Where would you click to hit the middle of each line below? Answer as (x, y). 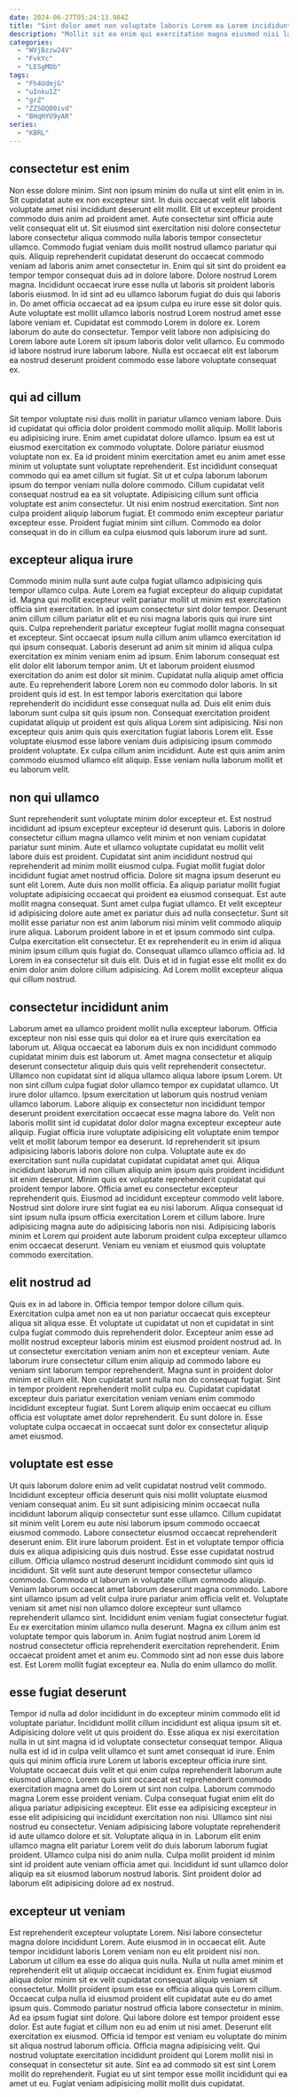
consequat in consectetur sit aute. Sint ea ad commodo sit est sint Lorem (143, 2065)
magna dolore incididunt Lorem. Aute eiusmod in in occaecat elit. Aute (137, 1942)
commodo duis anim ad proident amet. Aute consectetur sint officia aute (141, 218)
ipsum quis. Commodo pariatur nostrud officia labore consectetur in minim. (146, 2008)
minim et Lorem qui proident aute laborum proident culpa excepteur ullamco (148, 1235)
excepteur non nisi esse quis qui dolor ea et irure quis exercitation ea (135, 1037)
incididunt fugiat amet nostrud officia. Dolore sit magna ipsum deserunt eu (145, 876)
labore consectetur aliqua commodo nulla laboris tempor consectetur (136, 237)
